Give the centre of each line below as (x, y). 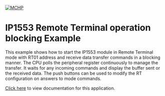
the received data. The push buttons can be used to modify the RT (74, 73)
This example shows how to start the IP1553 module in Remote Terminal (79, 52)
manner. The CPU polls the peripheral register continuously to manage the (82, 63)
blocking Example (43, 39)
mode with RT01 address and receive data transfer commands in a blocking (83, 57)
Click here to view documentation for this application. (60, 88)
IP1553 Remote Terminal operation (78, 28)
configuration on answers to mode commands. (53, 78)
